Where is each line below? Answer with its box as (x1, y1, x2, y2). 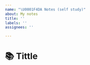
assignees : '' (5, 25, 34, 30)
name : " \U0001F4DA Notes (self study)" (5, 7, 86, 12)
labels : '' (5, 20, 27, 26)
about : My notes (5, 12, 38, 16)
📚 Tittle (5, 51, 38, 62)
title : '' (5, 16, 25, 21)
